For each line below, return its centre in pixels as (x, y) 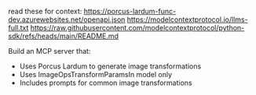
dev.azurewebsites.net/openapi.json (67, 19)
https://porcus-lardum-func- (130, 11)
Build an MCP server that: (49, 51)
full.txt (18, 28)
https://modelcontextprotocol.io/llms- (188, 19)
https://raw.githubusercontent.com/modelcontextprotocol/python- (137, 28)
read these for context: (45, 11)
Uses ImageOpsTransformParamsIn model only (96, 74)
